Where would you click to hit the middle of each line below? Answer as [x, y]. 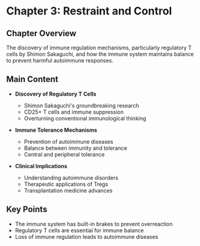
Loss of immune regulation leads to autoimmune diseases [86, 236]
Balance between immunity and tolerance [76, 148]
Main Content [32, 79]
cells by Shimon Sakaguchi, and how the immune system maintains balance [100, 54]
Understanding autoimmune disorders [71, 177]
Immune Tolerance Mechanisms [56, 130]
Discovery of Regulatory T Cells [55, 94]
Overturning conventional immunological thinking [85, 118]
